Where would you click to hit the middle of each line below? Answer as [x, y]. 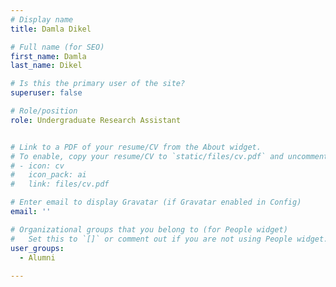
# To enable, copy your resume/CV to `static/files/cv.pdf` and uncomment [169, 156]
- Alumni [37, 257]
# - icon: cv [37, 166]
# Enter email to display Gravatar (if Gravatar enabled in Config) [156, 202]
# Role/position [44, 111]
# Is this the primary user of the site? [98, 84]
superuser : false [46, 93]
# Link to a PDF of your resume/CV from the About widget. [136, 147]
